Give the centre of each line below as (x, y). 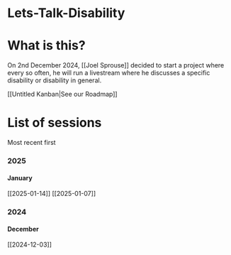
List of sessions (55, 123)
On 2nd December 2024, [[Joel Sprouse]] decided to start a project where (116, 65)
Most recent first (32, 143)
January (20, 178)
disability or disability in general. (55, 80)
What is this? (47, 46)
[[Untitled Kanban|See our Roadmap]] (63, 94)
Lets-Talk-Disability (66, 13)
